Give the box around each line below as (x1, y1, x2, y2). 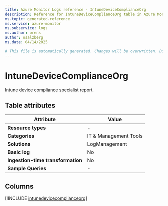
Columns (5, 182, 34, 190)
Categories (7, 133, 35, 140)
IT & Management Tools (87, 133, 143, 140)
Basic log (7, 149, 30, 156)
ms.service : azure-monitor (5, 21, 61, 26)
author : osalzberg (5, 35, 43, 40)
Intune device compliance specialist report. (5, 87, 94, 93)
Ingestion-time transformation (7, 157, 82, 164)
